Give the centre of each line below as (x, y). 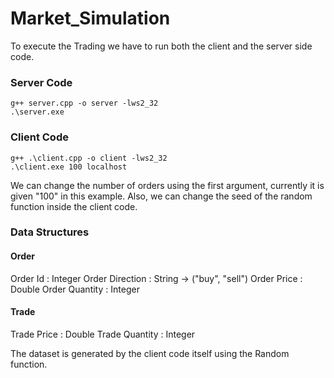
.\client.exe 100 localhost (69, 167)
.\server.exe (37, 112)
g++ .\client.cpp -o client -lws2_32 (89, 158)
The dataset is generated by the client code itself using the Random (150, 353)
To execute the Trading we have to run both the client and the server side (161, 46)
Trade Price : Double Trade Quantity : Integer (103, 334)
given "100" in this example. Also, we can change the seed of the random (161, 196)
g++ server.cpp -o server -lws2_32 (84, 103)
